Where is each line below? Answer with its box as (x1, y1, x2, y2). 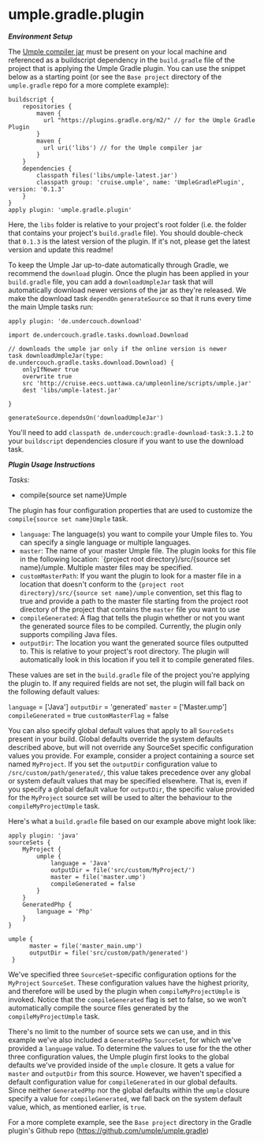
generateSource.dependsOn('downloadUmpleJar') (8, 414, 164, 422)
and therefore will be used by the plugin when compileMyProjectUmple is (8, 986, 240, 996)
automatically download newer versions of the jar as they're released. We (8, 285, 247, 295)
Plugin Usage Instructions (8, 460, 95, 469)
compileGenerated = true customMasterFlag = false (8, 710, 169, 720)
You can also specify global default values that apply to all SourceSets (8, 725, 235, 735)
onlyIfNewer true (22, 365, 80, 374)
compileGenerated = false (50, 880, 136, 888)
